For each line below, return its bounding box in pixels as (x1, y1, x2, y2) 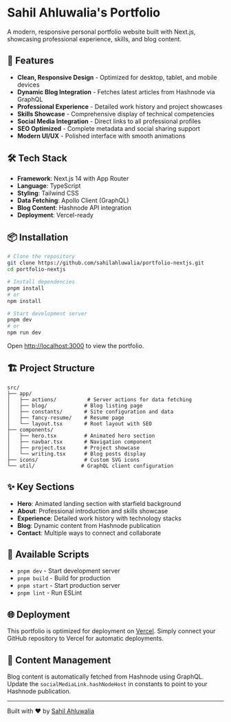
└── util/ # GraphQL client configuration (7, 463, 174, 469)
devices (16, 81, 40, 89)
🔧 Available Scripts (7, 549, 89, 560)
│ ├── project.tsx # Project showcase (7, 444, 140, 452)
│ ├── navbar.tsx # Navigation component (7, 438, 153, 445)
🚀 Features (7, 55, 54, 67)
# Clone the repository (7, 253, 76, 260)
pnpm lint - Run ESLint (16, 588, 82, 597)
